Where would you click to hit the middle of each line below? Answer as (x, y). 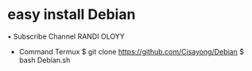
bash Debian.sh (45, 60)
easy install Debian (72, 15)
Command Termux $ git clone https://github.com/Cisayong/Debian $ (131, 51)
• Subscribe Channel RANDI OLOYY (66, 36)
